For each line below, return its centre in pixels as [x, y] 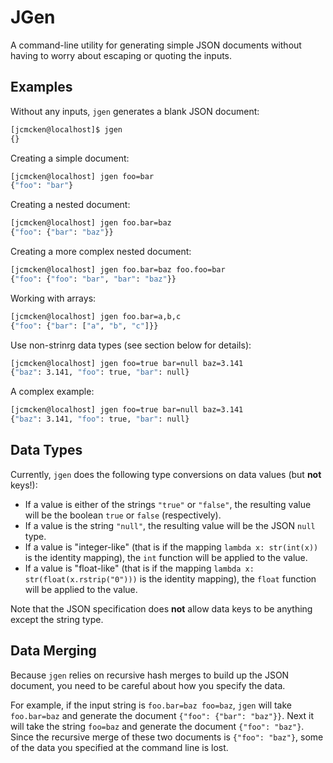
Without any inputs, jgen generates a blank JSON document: [135, 111]
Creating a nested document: [70, 205]
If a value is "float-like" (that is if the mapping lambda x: [139, 568]
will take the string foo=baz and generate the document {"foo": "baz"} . [157, 726]
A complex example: [52, 392]
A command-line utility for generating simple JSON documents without [156, 45]
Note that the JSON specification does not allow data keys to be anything [161, 608]
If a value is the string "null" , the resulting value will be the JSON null [170, 525]
